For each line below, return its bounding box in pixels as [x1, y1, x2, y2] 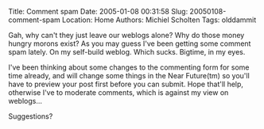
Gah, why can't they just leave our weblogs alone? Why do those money [8, 31, 245, 40]
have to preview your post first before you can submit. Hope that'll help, [8, 79, 244, 89]
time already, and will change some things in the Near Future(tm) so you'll [8, 71, 250, 80]
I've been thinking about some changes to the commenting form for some [8, 63, 250, 72]
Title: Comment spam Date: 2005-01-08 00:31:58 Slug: [8, 7, 188, 16]
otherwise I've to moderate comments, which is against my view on [8, 88, 229, 97]
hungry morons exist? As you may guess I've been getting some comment [8, 39, 251, 48]
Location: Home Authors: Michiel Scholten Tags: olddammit [62, 15, 257, 25]
